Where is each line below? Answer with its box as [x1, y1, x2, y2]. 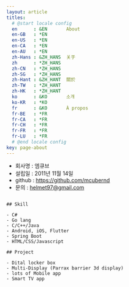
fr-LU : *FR [12, 133, 47, 140]
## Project [6, 249, 34, 255]
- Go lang [6, 217, 32, 223]
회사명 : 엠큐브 [15, 162, 50, 169]
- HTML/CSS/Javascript [6, 238, 64, 244]
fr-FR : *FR [12, 128, 47, 134]
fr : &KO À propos [12, 105, 88, 111]
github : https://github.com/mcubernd [15, 176, 110, 184]
